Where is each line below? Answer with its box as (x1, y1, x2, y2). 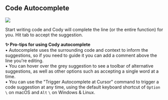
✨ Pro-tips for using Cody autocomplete (5, 41, 91, 47)
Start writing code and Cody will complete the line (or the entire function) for (5, 26, 163, 32)
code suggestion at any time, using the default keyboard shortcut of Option (5, 84, 160, 90)
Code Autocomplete (5, 4, 70, 12)
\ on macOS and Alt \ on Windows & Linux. (5, 89, 95, 95)
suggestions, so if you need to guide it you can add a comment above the (5, 52, 157, 58)
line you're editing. (5, 57, 44, 64)
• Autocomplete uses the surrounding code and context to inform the (5, 47, 148, 53)
